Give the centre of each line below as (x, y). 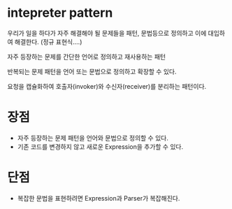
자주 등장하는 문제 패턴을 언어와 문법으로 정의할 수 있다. (93, 138)
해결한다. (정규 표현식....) (48, 42)
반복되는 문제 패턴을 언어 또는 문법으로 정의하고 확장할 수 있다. (92, 71)
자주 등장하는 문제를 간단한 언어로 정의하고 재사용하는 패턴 (87, 57)
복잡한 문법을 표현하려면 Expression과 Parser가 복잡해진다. (99, 198)
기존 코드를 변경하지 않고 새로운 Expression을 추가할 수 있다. (100, 146)
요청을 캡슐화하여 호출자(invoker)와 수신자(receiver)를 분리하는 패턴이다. (107, 86)
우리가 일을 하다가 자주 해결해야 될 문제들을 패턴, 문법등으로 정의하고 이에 (107, 33)
